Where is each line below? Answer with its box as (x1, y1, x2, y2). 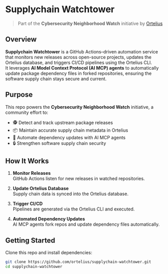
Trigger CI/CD (12, 201, 43, 207)
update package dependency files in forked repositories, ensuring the (5, 70, 152, 76)
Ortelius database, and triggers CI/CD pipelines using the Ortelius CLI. (5, 59, 152, 66)
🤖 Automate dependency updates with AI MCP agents (12, 134, 126, 140)
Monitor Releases (12, 170, 51, 176)
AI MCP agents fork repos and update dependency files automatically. (12, 221, 160, 227)
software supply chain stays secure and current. (5, 75, 107, 82)
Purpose (5, 90, 33, 99)
